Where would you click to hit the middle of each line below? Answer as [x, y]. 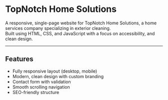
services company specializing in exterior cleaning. [58, 28]
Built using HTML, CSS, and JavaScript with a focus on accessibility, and [80, 33]
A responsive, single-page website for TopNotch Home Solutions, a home [81, 23]
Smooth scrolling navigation [41, 87]
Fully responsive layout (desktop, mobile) [55, 71]
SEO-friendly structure [36, 92]
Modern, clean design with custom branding [58, 76]
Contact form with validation [41, 82]
